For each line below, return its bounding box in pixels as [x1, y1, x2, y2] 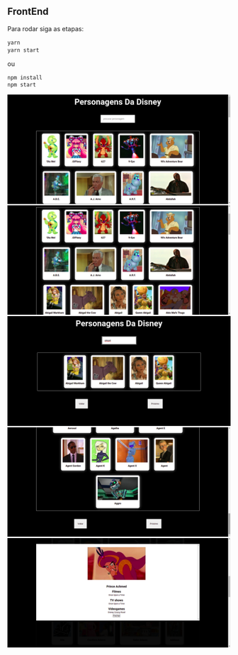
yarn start [7, 46, 40, 54]
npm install [7, 74, 42, 81]
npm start [7, 82, 37, 89]
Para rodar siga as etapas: [7, 24, 84, 33]
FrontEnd [7, 6, 49, 18]
